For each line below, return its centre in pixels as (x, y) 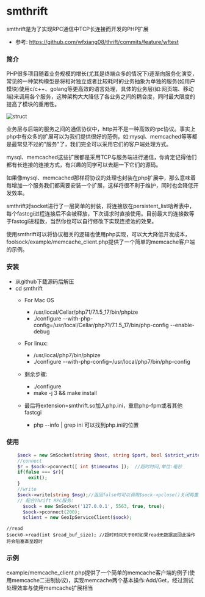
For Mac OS (39, 300)
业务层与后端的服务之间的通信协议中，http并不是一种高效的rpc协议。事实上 (101, 129)
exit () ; (38, 478)
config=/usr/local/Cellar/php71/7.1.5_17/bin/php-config (101, 325)
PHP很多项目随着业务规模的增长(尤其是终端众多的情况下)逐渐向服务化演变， (102, 74)
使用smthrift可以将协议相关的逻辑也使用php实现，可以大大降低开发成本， (99, 234)
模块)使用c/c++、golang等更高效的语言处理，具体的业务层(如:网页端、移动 (100, 89)
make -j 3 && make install (65, 393)
